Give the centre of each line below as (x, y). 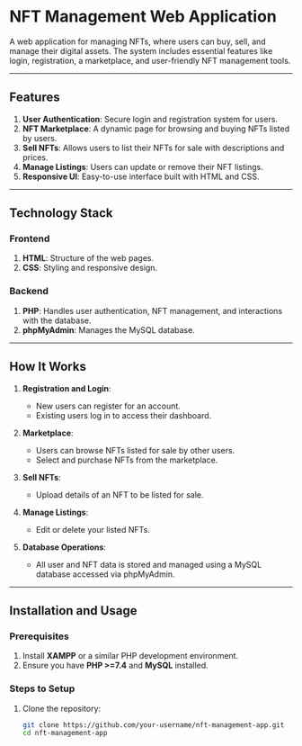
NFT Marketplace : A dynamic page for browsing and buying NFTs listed (156, 129)
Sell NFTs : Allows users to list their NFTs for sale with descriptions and (153, 148)
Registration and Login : (67, 388)
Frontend (30, 238)
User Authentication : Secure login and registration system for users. (150, 119)
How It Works (48, 367)
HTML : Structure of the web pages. (88, 258)
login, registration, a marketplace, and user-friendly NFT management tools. (150, 60)
